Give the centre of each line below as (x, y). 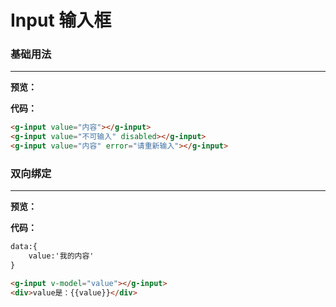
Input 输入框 (61, 20)
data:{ (24, 247)
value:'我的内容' (61, 256)
